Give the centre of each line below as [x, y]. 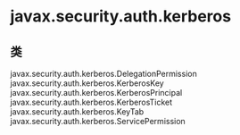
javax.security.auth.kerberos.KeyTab [77, 112]
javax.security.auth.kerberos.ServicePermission [98, 121]
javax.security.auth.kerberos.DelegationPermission [103, 74]
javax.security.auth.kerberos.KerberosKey [87, 83]
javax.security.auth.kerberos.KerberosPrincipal [96, 93]
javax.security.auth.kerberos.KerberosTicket [91, 102]
